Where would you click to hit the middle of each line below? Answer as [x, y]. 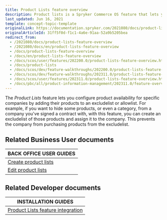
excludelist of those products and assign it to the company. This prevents [80, 119]
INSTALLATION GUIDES [45, 202]
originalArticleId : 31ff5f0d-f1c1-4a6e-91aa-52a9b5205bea [66, 33]
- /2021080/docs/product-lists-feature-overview [61, 42]
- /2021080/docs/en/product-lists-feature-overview [64, 47]
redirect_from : [21, 38]
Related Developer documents [53, 187]
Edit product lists [27, 170]
